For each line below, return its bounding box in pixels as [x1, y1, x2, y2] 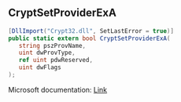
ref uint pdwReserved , [18, 56, 93, 64]
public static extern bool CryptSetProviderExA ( [8, 35, 171, 42]
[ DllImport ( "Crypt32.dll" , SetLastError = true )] [8, 27, 175, 35]
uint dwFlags [18, 64, 61, 71]
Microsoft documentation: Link [8, 85, 108, 94]
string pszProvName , [18, 42, 87, 49]
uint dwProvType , [18, 49, 76, 57]
